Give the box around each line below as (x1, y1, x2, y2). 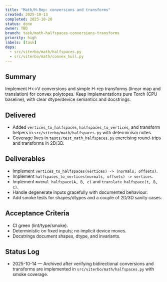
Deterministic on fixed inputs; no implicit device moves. (12, 227, 126, 233)
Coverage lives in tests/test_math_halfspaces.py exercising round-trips (12, 135, 161, 141)
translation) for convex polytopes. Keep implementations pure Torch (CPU (5, 91, 157, 97)
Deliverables (5, 155, 45, 163)
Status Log (5, 247, 40, 256)
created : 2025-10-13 (5, 12, 48, 17)
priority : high (5, 36, 37, 41)
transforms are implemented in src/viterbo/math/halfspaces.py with (12, 266, 154, 272)
